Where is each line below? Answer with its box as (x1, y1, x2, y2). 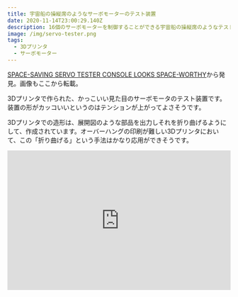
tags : (7, 37, 23, 44)
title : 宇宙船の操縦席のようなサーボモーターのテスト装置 (7, 10, 157, 18)
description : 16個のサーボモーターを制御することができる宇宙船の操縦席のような (7, 23, 218, 30)
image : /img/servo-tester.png (7, 30, 97, 38)
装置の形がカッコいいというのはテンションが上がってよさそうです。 (7, 103, 205, 111)
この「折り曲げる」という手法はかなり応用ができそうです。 (19, 135, 193, 144)
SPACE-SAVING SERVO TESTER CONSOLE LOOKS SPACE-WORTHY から (7, 70, 220, 79)
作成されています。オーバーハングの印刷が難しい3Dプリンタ (25, 127, 200, 135)
